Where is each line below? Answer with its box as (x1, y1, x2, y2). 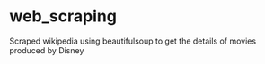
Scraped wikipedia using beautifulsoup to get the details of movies (9, 36, 257, 46)
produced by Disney (9, 44, 84, 55)
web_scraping (9, 6, 117, 27)
